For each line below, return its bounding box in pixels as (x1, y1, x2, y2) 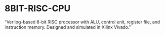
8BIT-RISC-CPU (4, 3, 71, 14)
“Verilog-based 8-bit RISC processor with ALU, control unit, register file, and (4, 19, 160, 25)
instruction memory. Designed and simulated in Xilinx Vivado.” (4, 24, 131, 30)
